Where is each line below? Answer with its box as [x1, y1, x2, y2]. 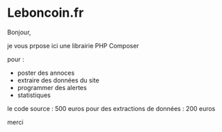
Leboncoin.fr [7, 5, 84, 21]
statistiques [17, 91, 51, 99]
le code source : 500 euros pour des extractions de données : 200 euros [7, 104, 216, 112]
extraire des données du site [17, 75, 100, 85]
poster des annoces [17, 68, 75, 77]
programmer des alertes [17, 83, 87, 91]
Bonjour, [7, 28, 31, 36]
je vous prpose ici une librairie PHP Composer [7, 41, 139, 50]
